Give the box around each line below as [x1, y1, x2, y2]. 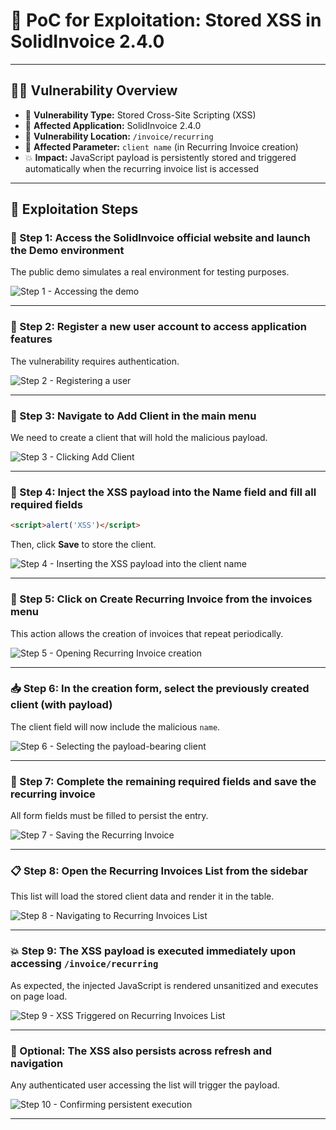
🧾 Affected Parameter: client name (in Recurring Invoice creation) [24, 140, 299, 153]
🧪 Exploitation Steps [10, 201, 139, 218]
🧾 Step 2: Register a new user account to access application [10, 320, 307, 334]
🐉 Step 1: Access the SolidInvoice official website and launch [10, 231, 311, 245]
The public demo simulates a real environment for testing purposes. [10, 266, 290, 278]
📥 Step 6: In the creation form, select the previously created [10, 682, 310, 696]
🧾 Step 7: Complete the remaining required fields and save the [10, 774, 317, 788]
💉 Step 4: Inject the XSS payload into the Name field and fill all [10, 485, 317, 499]
